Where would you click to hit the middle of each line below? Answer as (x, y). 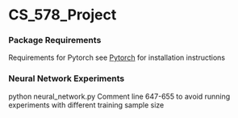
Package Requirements (55, 40)
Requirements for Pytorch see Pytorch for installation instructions (117, 57)
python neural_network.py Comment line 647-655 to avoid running (119, 96)
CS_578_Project (63, 15)
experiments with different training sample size (86, 105)
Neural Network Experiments (67, 78)
